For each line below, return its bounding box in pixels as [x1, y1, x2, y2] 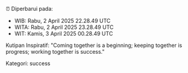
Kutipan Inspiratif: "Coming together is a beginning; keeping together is [5, 42, 183, 49]
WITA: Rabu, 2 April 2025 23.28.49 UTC [14, 24, 114, 31]
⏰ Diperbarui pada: [5, 5, 54, 12]
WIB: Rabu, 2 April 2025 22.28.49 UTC [14, 17, 111, 24]
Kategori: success [5, 60, 51, 67]
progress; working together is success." [5, 48, 105, 55]
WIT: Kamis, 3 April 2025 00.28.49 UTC [14, 30, 113, 37]
